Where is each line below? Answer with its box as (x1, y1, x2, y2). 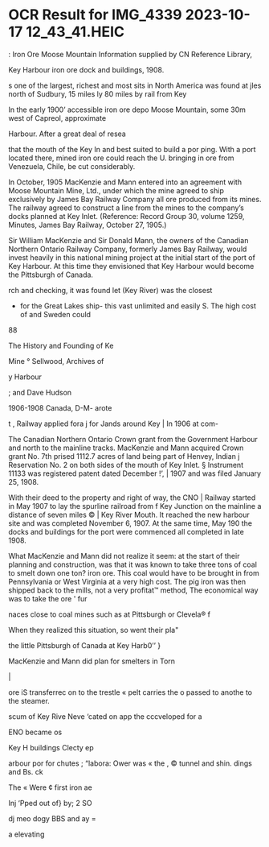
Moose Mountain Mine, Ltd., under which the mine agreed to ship (8, 185, 225, 195)
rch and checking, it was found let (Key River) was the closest (8, 285, 213, 295)
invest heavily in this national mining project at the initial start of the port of (8, 252, 255, 262)
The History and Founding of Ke (8, 341, 114, 350)
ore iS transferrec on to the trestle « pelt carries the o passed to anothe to (8, 687, 253, 697)
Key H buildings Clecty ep (8, 742, 94, 752)
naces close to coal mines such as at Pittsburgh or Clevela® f (8, 609, 211, 619)
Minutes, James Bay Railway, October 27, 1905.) (8, 220, 167, 229)
